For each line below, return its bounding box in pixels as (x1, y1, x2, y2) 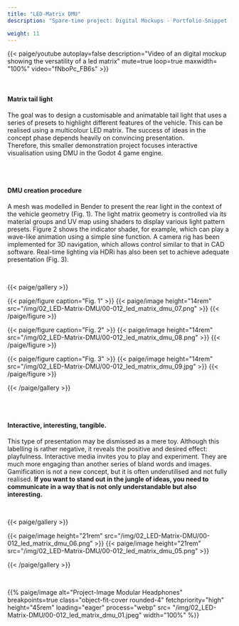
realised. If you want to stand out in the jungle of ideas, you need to (7, 475, 209, 483)
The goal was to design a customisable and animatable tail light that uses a (7, 111, 228, 119)
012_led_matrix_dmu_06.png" (7, 539, 93, 548)
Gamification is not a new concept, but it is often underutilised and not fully (7, 467, 228, 476)
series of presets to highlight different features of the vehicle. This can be (7, 118, 223, 127)
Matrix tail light (7, 94, 53, 103)
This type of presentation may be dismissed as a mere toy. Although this (7, 436, 220, 446)
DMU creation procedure (7, 186, 83, 195)
